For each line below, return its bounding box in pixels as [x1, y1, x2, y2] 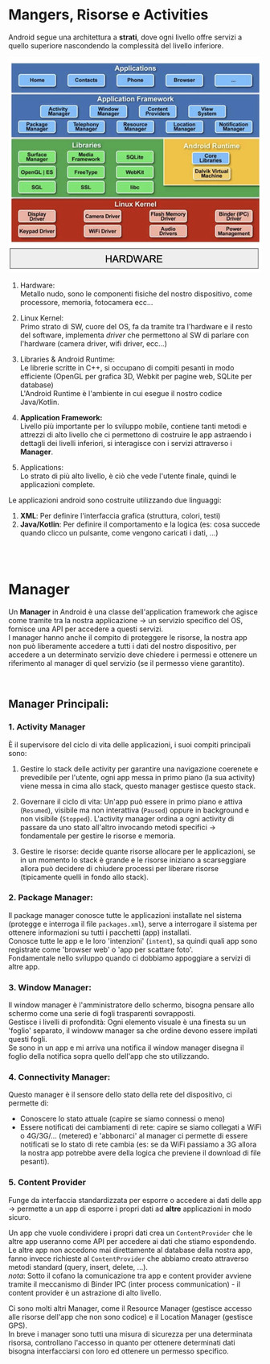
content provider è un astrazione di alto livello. [8, 1288, 162, 1297]
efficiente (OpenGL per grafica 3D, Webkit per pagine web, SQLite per [19, 371, 252, 381]
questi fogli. [8, 1035, 47, 1044]
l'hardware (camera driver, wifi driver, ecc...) [19, 338, 167, 348]
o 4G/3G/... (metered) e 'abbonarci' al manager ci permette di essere [19, 1131, 248, 1141]
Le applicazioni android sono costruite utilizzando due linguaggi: [8, 495, 223, 505]
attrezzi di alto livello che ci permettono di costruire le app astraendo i [19, 429, 252, 440]
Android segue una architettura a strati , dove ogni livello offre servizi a [8, 32, 243, 42]
